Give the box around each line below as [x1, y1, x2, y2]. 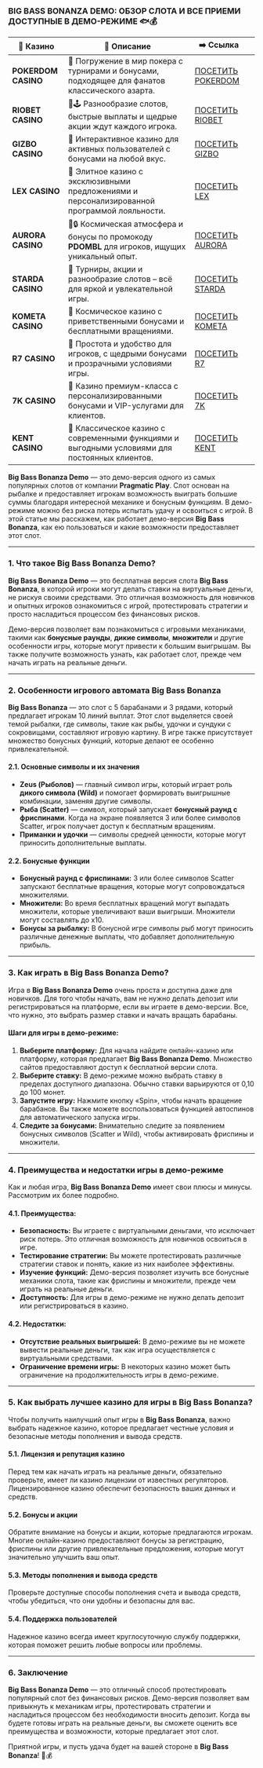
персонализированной [67, 196, 155, 207]
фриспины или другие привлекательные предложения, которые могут [8, 1544, 244, 1554]
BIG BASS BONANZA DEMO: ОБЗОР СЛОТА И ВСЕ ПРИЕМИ [8, 5, 241, 16]
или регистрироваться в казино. [19, 1301, 129, 1311]
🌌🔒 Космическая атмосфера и [67, 218, 184, 229]
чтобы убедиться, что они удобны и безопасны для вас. [8, 1596, 196, 1605]
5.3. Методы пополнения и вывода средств [8, 1570, 158, 1579]
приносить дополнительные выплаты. [19, 838, 147, 847]
